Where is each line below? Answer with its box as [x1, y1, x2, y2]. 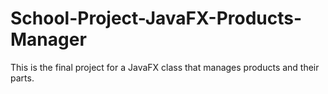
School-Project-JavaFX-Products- [10, 7, 303, 30]
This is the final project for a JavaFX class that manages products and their [10, 61, 320, 73]
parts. [10, 72, 35, 84]
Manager [10, 28, 87, 51]
